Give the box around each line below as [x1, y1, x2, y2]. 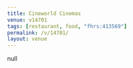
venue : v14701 [7, 16, 48, 23]
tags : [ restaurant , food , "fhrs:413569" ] [7, 23, 128, 30]
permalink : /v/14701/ [7, 29, 69, 36]
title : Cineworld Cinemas [7, 10, 81, 17]
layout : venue [7, 36, 48, 43]
